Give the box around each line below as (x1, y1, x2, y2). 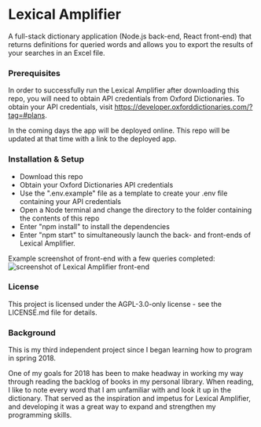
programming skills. (8, 411, 72, 420)
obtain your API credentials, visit (8, 102, 113, 111)
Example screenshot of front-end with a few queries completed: (8, 254, 215, 263)
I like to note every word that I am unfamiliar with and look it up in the (8, 385, 232, 395)
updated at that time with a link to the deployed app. (8, 134, 177, 144)
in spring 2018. (8, 353, 57, 363)
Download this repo (19, 171, 83, 181)
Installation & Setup (8, 154, 85, 165)
